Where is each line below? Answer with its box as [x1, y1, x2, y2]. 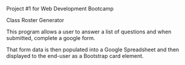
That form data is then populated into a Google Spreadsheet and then [6, 46, 180, 53]
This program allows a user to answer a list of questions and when [6, 28, 172, 35]
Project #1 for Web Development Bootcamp [6, 5, 114, 12]
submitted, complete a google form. [6, 35, 96, 41]
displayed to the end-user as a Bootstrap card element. [6, 52, 144, 59]
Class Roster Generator [6, 17, 65, 23]
